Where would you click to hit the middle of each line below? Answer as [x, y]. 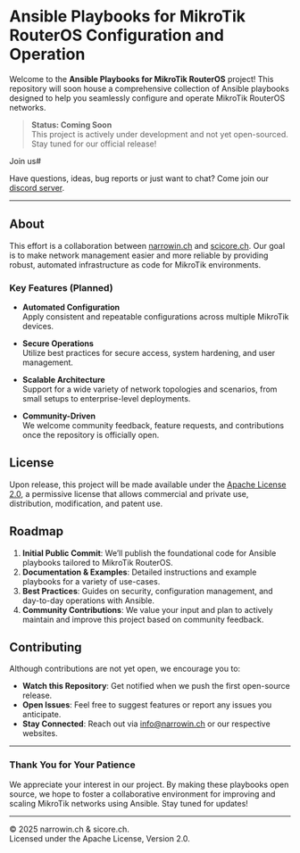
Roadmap [37, 531]
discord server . [37, 187]
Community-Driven [59, 416]
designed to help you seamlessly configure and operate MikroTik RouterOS [147, 98]
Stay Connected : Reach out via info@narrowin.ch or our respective [146, 724]
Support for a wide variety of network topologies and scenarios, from [150, 389]
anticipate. [42, 715]
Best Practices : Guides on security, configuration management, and [148, 591]
